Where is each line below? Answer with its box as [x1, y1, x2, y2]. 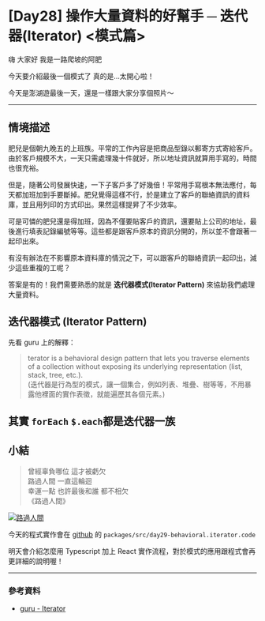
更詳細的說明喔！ [8, 556, 64, 566]
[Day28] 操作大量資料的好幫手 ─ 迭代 [8, 7, 248, 25]
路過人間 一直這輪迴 [27, 476, 92, 486]
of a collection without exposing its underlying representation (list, [27, 361, 243, 371]
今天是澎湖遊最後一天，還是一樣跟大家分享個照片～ [8, 88, 174, 97]
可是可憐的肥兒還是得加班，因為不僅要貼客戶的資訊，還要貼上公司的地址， [8, 216, 250, 226]
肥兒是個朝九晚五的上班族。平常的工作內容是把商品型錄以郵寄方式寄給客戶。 [8, 143, 257, 152]
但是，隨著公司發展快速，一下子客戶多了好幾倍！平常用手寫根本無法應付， [8, 179, 250, 190]
